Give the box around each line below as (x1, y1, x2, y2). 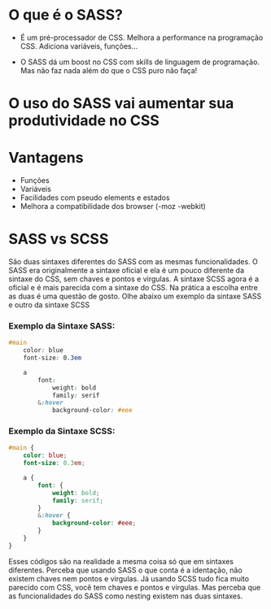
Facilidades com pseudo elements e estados (20, 193, 170, 202)
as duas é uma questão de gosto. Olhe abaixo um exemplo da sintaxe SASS (8, 291, 262, 301)
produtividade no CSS (8, 111, 160, 130)
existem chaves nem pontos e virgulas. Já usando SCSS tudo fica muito (8, 573, 250, 583)
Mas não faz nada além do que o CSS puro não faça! (20, 65, 198, 75)
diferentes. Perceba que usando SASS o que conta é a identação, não (8, 565, 243, 575)
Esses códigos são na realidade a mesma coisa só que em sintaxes (8, 556, 234, 566)
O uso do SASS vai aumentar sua (8, 94, 234, 113)
